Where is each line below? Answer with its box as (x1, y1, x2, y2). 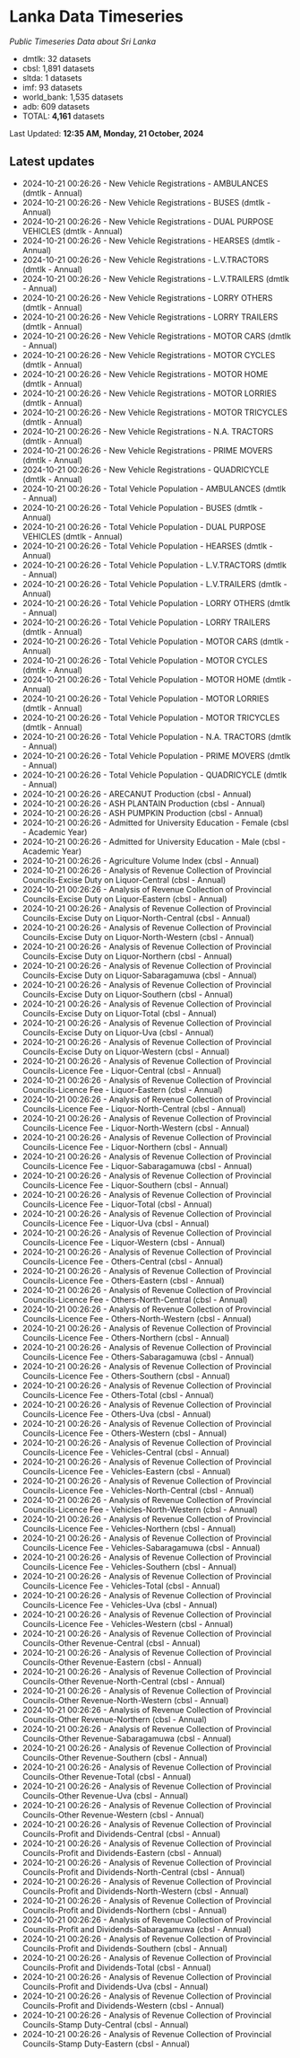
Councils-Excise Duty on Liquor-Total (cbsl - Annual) (21, 1007, 218, 1018)
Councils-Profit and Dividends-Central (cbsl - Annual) (21, 1828, 221, 1839)
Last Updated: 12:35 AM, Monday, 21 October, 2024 (9, 128, 204, 138)
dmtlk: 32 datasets (21, 53, 91, 64)
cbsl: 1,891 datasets (21, 63, 95, 74)
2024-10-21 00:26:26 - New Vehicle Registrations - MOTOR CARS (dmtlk (21, 330, 291, 341)
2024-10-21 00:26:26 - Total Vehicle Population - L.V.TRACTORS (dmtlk (21, 559, 287, 570)
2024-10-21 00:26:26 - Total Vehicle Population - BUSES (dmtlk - (21, 502, 263, 513)
